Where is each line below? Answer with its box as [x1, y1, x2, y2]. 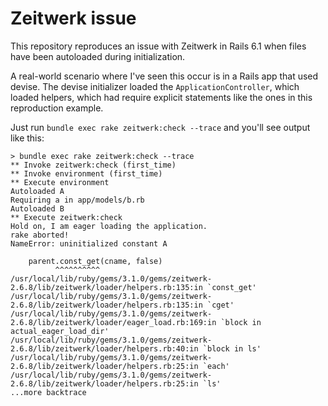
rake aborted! [10, 230, 70, 240]
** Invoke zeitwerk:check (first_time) [10, 160, 177, 170]
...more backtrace [10, 387, 87, 397]
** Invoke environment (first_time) [10, 168, 163, 179]
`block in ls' [202, 343, 262, 354]
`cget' [206, 300, 235, 310]
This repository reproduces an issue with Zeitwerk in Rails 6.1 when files [10, 40, 307, 52]
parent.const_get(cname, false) [28, 256, 163, 266]
